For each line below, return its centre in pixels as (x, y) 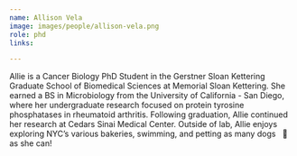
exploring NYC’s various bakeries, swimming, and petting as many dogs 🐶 (148, 134)
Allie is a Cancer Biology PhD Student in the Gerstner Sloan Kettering (137, 77)
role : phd (28, 34)
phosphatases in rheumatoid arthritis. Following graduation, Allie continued (149, 115)
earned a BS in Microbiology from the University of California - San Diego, (147, 96)
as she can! (31, 143)
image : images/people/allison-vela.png (84, 26)
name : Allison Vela (46, 18)
